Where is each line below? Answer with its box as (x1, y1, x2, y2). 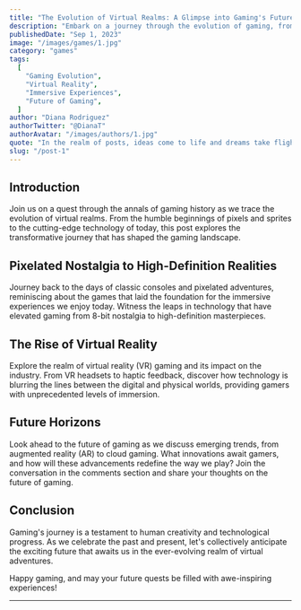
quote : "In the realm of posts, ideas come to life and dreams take (9, 138, 271, 147)
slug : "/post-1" (9, 146, 70, 155)
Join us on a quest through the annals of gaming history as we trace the (9, 204, 275, 214)
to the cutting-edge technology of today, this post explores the (9, 222, 241, 233)
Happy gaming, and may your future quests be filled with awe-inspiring (9, 572, 272, 583)
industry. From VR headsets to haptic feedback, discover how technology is (9, 370, 288, 381)
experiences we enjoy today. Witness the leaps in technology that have (9, 301, 271, 312)
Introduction (9, 180, 81, 196)
